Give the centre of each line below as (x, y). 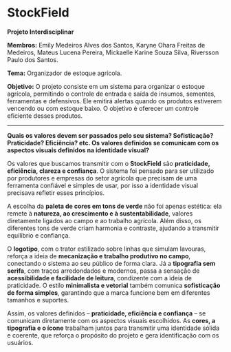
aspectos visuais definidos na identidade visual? (78, 150)
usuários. (20, 342)
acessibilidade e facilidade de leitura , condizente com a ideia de (100, 278)
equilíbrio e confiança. (39, 235)
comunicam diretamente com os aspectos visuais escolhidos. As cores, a (111, 320)
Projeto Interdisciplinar (41, 32)
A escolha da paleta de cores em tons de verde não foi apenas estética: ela (114, 206)
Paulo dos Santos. (33, 59)
